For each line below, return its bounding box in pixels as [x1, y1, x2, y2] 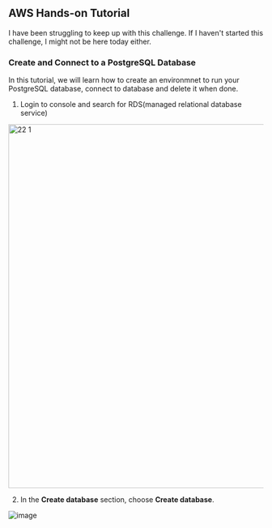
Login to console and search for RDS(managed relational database [19, 100, 242, 109]
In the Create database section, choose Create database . [19, 495, 215, 505]
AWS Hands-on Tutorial [8, 6, 130, 20]
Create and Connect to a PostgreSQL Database [8, 57, 197, 68]
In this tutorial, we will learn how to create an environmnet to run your [8, 75, 240, 85]
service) [19, 109, 49, 118]
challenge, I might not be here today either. [8, 36, 152, 46]
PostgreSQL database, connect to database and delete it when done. [8, 84, 239, 94]
